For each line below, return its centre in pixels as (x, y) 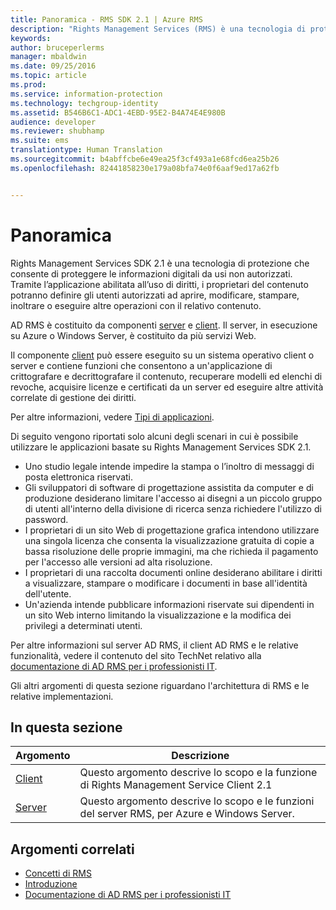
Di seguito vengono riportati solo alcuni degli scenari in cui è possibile (154, 436)
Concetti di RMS (58, 873)
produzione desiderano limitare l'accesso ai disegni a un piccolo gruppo (173, 498)
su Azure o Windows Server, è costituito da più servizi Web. (133, 335)
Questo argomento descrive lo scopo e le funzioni (197, 801)
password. (46, 519)
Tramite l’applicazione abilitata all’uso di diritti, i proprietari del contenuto (159, 284)
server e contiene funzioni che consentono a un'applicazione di (141, 365)
